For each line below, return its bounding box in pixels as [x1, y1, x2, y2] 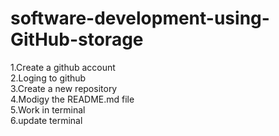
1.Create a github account [10, 61, 116, 73]
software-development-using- [10, 7, 270, 30]
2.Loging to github [10, 72, 87, 84]
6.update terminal [10, 114, 83, 126]
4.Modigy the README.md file [10, 93, 135, 105]
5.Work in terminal [10, 103, 86, 116]
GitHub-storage [10, 28, 144, 51]
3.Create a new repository [10, 82, 118, 94]
